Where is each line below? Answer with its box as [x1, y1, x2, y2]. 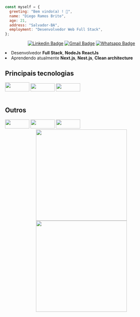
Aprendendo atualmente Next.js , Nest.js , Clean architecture [11, 55, 133, 61]
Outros [5, 106, 27, 114]
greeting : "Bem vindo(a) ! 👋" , [9, 9, 73, 14]
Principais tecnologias [5, 69, 74, 77]
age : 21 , [9, 18, 27, 23]
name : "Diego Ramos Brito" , [9, 14, 66, 18]
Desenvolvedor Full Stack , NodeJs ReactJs [11, 50, 99, 56]
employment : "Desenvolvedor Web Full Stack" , [9, 27, 103, 32]
